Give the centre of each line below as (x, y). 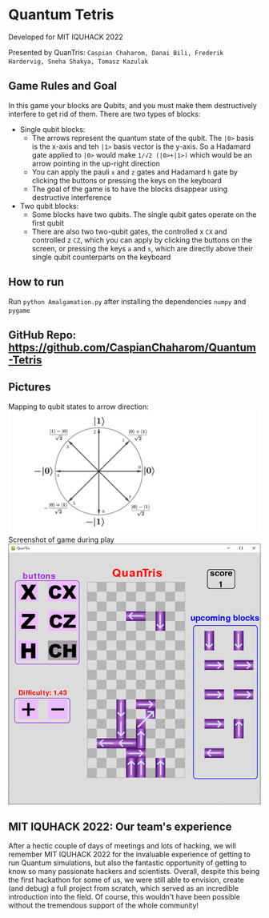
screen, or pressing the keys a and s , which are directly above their (143, 248)
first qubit (48, 222)
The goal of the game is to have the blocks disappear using (130, 189)
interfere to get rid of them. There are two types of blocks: (104, 114)
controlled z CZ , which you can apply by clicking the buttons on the (142, 240)
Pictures (30, 387)
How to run (36, 282)
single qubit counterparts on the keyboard (101, 257)
